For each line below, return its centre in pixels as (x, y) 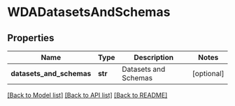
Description (154, 58)
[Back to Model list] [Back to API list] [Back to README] (87, 95)
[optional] (208, 74)
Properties (31, 38)
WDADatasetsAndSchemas (89, 12)
